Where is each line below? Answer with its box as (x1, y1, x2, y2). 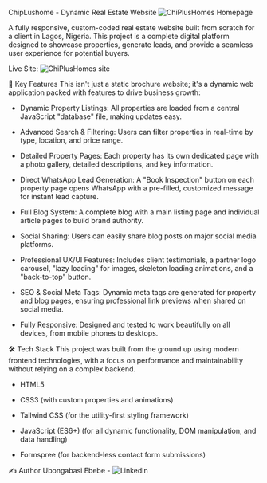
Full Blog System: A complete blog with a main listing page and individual (19, 207, 260, 217)
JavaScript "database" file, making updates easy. (19, 112, 182, 121)
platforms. (19, 240, 54, 249)
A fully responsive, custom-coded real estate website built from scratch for (8, 23, 255, 32)
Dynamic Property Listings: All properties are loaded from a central (19, 104, 240, 112)
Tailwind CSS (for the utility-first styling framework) (19, 410, 190, 420)
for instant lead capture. (19, 192, 100, 201)
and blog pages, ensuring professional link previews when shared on (19, 296, 246, 305)
